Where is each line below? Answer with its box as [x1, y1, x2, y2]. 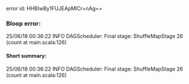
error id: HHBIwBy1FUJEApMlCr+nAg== [6, 5, 102, 12]
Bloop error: [6, 19, 41, 27]
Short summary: [6, 52, 47, 59]
